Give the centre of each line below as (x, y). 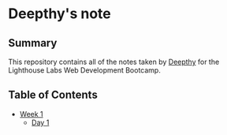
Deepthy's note (60, 14)
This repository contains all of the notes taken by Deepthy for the (114, 62)
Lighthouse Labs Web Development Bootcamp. (85, 70)
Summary (33, 43)
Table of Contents (53, 95)
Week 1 (31, 114)
